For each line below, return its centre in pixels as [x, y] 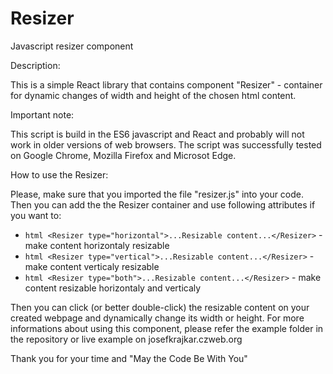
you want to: [36, 215]
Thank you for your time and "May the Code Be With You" [129, 358]
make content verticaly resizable [92, 266]
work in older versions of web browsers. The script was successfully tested [166, 144]
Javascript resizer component [72, 46]
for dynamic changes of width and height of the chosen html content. [153, 95]
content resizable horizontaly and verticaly [113, 288]
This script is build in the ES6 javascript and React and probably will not [157, 134]
